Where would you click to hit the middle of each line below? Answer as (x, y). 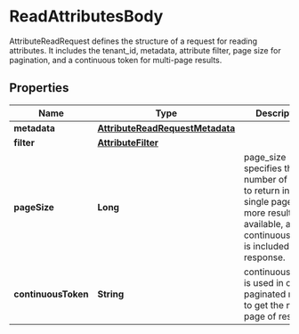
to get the (264, 305)
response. (265, 257)
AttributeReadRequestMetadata (166, 128)
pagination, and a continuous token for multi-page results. (116, 60)
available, (263, 224)
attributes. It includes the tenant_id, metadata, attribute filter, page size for (145, 50)
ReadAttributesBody (86, 16)
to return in (267, 191)
